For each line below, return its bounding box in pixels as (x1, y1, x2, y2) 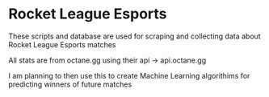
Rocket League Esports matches (8, 39, 116, 49)
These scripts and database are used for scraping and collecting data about (8, 31, 261, 41)
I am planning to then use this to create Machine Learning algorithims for (8, 71, 250, 80)
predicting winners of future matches (8, 79, 132, 89)
